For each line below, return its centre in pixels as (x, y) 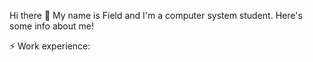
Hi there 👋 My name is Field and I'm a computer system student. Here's (156, 15)
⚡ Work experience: (50, 46)
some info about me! (51, 26)
